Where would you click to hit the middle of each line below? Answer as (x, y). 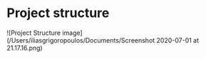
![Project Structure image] (45, 33)
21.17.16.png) (25, 48)
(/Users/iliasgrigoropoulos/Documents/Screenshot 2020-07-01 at (103, 40)
